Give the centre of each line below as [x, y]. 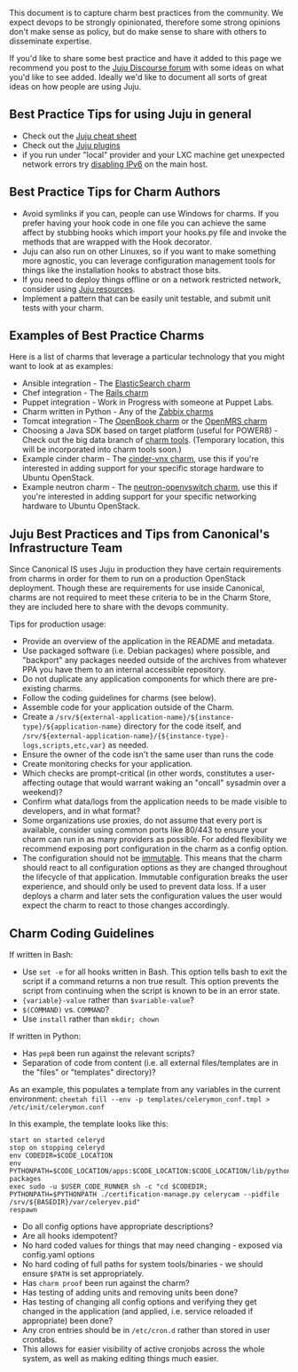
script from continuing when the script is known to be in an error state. [151, 991]
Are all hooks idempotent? [70, 1236]
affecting [39, 783]
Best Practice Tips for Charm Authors [115, 192]
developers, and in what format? [81, 811]
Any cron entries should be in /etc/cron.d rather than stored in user [146, 1330]
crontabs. [39, 1340]
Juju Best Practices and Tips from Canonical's [140, 534]
